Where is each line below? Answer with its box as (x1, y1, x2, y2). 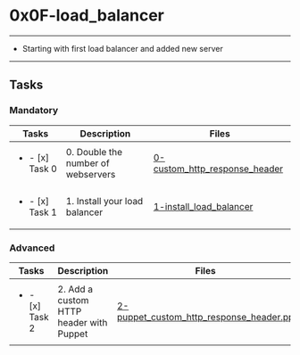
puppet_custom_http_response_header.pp (117, 310, 295, 323)
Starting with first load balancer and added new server (21, 43, 223, 54)
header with (57, 316, 108, 328)
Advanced (9, 242, 55, 254)
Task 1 (29, 206, 58, 219)
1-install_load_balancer (153, 200, 254, 212)
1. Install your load (65, 194, 144, 207)
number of (65, 157, 110, 169)
